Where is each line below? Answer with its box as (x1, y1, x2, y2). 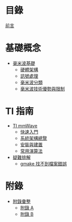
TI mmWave (12, 122, 38, 129)
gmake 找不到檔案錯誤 (20, 160, 67, 166)
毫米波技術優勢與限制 (20, 85, 65, 92)
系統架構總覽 (20, 135, 47, 141)
